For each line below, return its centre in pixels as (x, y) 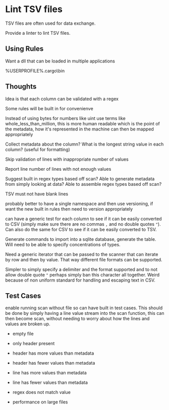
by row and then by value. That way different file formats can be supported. (84, 259)
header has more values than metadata (53, 353)
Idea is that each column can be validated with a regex (62, 99)
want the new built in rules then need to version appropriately (69, 209)
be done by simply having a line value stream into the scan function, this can (85, 313)
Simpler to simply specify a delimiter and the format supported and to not (81, 269)
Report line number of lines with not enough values (58, 169)
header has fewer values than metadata (54, 363)
